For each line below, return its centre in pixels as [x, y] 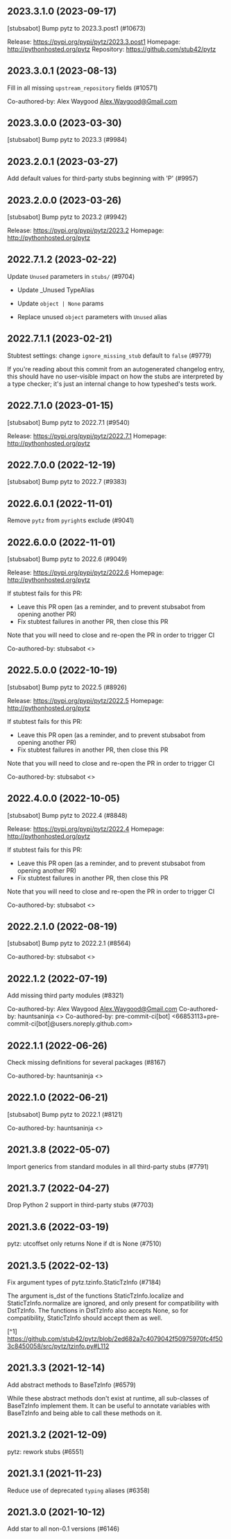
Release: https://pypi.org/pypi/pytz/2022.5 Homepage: [86, 700]
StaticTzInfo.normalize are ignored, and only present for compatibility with [113, 1303]
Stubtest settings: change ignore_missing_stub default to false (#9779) [109, 355]
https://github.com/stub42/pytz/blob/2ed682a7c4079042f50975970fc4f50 [115, 1339]
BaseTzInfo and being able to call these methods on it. [85, 1413]
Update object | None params [60, 303]
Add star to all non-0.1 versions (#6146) [63, 1529]
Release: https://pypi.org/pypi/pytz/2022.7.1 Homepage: [87, 436]
